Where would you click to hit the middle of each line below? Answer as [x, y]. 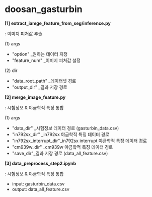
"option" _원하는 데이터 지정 [40, 54]
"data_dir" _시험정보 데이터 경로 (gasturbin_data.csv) [65, 128]
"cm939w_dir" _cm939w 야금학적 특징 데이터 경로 [62, 147]
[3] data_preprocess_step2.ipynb [41, 163]
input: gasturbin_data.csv [38, 184]
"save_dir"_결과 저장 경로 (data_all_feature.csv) [60, 153]
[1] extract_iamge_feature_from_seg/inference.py [58, 23]
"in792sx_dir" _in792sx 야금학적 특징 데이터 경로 [61, 134]
